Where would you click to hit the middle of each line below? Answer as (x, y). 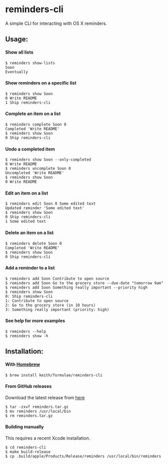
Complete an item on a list (33, 114)
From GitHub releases (29, 386)
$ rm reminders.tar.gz (29, 416)
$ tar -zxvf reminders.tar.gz (37, 407)
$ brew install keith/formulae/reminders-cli (54, 375)
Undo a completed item (30, 149)
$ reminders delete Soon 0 (34, 243)
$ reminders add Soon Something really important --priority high (76, 287)
